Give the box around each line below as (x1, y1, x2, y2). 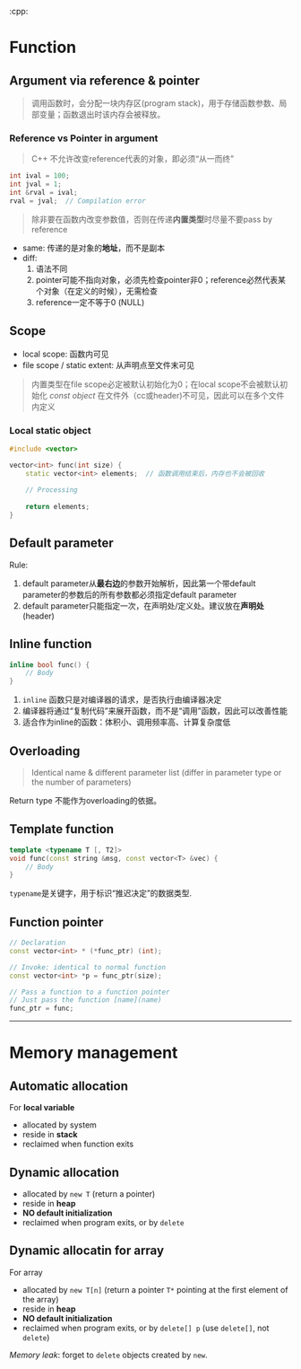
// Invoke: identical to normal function (9, 962, 167, 971)
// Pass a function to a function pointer (9, 987, 170, 996)
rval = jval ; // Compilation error (9, 196, 146, 206)
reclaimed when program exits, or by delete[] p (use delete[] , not (21, 1322, 270, 1333)
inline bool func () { (9, 660, 90, 670)
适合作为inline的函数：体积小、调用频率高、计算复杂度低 (21, 716, 231, 728)
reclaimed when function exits (21, 1138, 134, 1150)
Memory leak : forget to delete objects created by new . (9, 1349, 208, 1360)
